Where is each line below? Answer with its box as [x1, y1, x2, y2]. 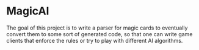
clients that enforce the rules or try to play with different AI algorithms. [6, 37, 183, 44]
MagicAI [6, 4, 49, 18]
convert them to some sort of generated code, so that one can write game [6, 30, 193, 37]
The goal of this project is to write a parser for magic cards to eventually [6, 24, 188, 31]
